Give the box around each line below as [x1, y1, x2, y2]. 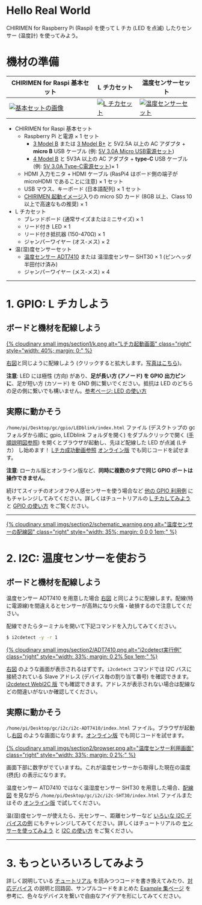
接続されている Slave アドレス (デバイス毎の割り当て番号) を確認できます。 [6, 673, 192, 680]
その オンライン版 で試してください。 [11, 799, 104, 807]
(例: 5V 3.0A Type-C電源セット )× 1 [32, 162, 119, 169]
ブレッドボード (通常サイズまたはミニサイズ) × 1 [23, 215, 143, 222]
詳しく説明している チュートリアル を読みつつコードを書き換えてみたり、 [6, 877, 188, 885]
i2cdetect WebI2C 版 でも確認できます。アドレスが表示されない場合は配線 [6, 680, 191, 687]
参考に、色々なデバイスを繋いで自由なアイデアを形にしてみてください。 [6, 892, 185, 900]
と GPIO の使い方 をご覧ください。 [6, 502, 92, 509]
